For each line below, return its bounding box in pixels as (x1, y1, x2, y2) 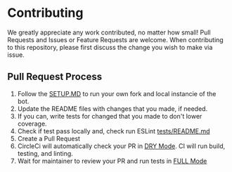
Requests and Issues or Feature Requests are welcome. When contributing (7, 35, 224, 44)
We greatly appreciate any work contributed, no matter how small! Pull (7, 28, 211, 37)
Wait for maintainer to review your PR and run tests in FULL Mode (17, 157, 207, 165)
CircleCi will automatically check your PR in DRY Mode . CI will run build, (17, 142, 226, 150)
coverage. (17, 119, 47, 128)
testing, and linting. (17, 149, 74, 157)
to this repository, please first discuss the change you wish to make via (7, 43, 213, 51)
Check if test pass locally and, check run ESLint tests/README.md (17, 126, 210, 135)
